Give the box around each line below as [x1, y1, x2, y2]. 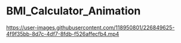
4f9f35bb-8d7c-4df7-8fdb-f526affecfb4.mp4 [6, 30, 119, 37]
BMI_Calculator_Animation [6, 4, 141, 18]
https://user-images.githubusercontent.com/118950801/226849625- [6, 24, 175, 31]
